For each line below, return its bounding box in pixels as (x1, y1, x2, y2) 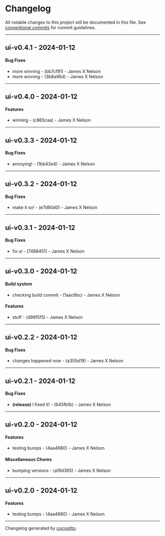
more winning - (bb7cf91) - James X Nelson (12, 68, 101, 74)
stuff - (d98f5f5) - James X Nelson (12, 314, 83, 320)
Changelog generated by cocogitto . (5, 525, 77, 531)
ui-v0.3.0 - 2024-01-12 (5, 267, 78, 275)
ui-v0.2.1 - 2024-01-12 (5, 377, 76, 385)
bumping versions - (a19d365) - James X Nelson (12, 467, 111, 473)
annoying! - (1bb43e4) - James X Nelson (12, 161, 95, 167)
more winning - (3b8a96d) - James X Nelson (12, 74, 103, 79)
